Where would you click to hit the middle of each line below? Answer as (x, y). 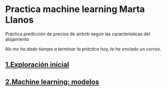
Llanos (19, 20)
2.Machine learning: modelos (52, 82)
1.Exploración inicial (37, 65)
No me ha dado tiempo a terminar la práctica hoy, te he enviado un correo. (83, 49)
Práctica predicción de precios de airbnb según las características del (78, 34)
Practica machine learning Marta (75, 9)
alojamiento (17, 39)
